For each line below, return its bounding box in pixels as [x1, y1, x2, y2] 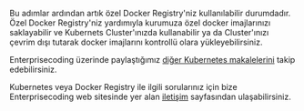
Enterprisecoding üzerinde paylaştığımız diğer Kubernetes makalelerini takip [9, 55, 296, 65]
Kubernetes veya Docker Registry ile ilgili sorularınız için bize [9, 82, 238, 92]
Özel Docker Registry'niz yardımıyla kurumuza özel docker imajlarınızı [9, 17, 271, 28]
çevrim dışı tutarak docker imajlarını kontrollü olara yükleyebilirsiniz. [9, 36, 263, 47]
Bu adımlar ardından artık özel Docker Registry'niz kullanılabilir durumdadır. [9, 8, 291, 18]
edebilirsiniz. [9, 64, 57, 75]
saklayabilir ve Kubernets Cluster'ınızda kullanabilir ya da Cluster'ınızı [9, 27, 269, 37]
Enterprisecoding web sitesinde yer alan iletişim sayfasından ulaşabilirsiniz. [9, 91, 291, 102]
